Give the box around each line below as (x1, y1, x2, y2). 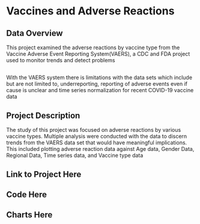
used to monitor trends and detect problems (6, 57, 115, 63)
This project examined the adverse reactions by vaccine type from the (6, 44, 180, 51)
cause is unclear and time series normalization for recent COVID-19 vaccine (6, 87, 194, 94)
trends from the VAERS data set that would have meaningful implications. (6, 139, 187, 146)
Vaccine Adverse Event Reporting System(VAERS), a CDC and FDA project (6, 50, 190, 57)
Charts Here (6, 210, 53, 220)
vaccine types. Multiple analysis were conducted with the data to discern (6, 133, 187, 140)
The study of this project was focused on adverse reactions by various (6, 126, 181, 134)
